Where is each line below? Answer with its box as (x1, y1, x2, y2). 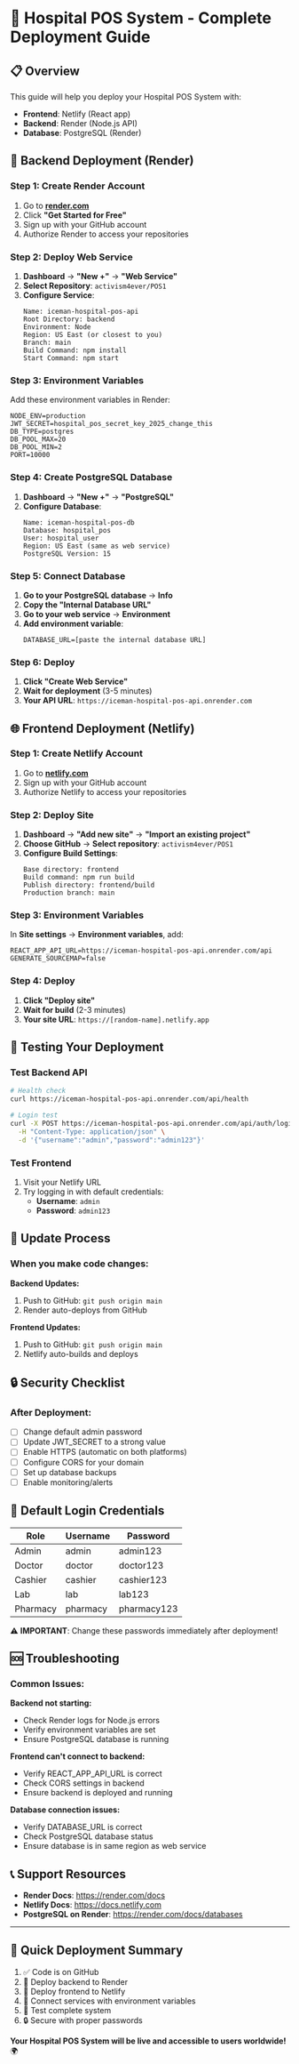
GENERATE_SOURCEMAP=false (10, 954, 106, 963)
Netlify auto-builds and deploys (22, 1348, 138, 1359)
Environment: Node (22, 322, 91, 332)
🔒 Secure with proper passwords (22, 2014, 143, 2026)
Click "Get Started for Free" (22, 209, 127, 221)
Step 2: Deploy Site (10, 808, 94, 821)
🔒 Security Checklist (10, 1376, 125, 1391)
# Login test (10, 1111, 59, 1120)
